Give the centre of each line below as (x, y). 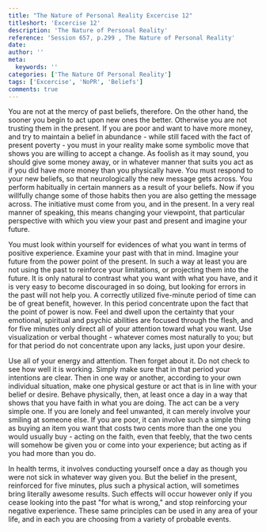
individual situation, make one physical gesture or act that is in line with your (133, 386)
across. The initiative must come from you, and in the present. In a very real (131, 204)
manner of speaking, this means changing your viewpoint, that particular (127, 213)
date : (17, 45)
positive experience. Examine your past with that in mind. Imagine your (123, 253)
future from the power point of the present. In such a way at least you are (127, 261)
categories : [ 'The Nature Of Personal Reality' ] (90, 74)
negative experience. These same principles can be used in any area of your (133, 511)
